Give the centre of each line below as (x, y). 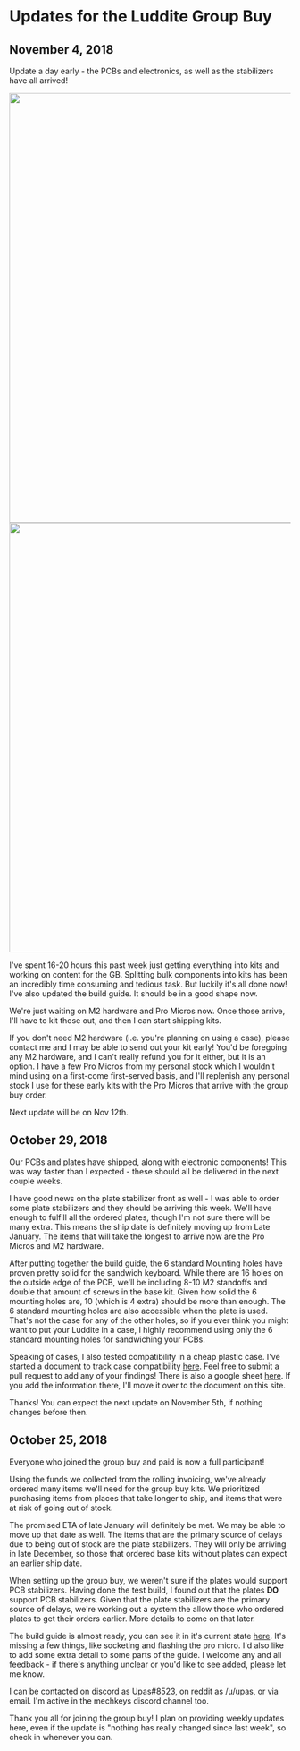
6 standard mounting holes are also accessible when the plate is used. (139, 1311)
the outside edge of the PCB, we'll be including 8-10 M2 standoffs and (138, 1282)
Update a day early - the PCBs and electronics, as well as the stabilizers (142, 71)
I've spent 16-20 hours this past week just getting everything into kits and (144, 965)
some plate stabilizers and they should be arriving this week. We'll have (141, 1208)
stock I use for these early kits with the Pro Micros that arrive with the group (149, 1085)
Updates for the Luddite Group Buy (141, 17)
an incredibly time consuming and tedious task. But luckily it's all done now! (148, 984)
